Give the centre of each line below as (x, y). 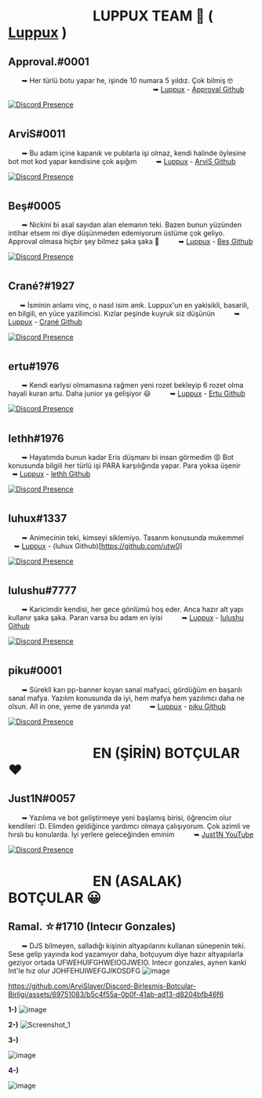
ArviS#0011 (37, 134)
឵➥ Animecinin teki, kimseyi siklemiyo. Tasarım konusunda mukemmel (132, 538)
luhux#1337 (38, 518)
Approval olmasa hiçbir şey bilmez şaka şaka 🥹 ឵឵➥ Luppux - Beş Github (131, 242)
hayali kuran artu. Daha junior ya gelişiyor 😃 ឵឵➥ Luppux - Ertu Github (127, 394)
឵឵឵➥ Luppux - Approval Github (198, 89)
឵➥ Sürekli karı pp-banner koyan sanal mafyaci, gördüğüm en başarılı (131, 689)
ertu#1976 (34, 367)
